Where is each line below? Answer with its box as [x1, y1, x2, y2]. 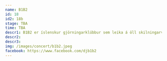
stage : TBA [5, 21, 28, 26]
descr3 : [5, 39, 21, 44]
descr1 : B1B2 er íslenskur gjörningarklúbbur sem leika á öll [5, 30, 137, 35]
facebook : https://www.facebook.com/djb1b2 [5, 48, 97, 53]
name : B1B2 [5, 7, 28, 12]
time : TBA [5, 26, 26, 30]
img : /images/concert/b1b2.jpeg [5, 44, 72, 49]
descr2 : [5, 35, 21, 40]
